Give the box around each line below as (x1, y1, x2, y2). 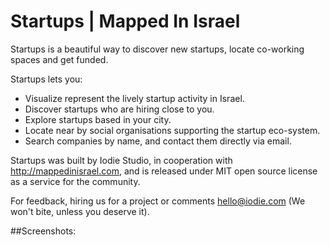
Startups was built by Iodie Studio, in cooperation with (10, 154, 233, 166)
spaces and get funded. (10, 53, 109, 65)
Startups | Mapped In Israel (10, 10, 241, 33)
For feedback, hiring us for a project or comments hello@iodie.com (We (10, 195, 306, 207)
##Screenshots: (10, 225, 77, 237)
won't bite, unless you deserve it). (10, 205, 150, 217)
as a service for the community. (10, 175, 141, 187)
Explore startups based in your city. (24, 113, 172, 125)
